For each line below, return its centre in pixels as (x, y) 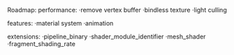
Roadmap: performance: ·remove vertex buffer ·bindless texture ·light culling (117, 10)
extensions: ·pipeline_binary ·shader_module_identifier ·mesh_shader (107, 36)
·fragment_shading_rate (41, 44)
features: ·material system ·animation (60, 23)
